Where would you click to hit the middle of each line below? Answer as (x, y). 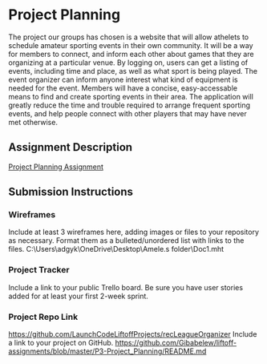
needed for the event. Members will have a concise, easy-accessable (123, 88)
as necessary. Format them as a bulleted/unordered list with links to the (126, 241)
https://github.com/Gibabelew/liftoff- (176, 343)
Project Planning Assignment (56, 167)
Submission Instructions (71, 192)
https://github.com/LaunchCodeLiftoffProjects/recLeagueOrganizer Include (133, 334)
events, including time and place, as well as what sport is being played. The (133, 71)
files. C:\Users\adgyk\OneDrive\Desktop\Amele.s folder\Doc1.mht (116, 249)
